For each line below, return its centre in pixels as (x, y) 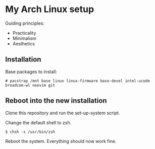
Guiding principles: (25, 23)
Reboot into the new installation (56, 101)
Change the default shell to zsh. (38, 122)
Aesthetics (24, 43)
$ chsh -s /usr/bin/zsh (30, 132)
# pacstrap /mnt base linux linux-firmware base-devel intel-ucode (78, 81)
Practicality (24, 33)
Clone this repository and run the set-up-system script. (63, 113)
